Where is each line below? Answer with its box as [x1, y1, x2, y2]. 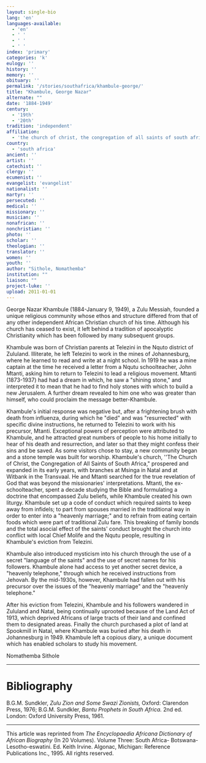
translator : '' [6, 249, 45, 255]
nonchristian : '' [6, 226, 51, 232]
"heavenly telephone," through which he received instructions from [6, 569, 176, 577]
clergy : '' [6, 169, 34, 175]
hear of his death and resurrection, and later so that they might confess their [6, 440, 199, 447]
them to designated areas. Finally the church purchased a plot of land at [6, 621, 188, 628]
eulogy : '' [6, 60, 34, 66]
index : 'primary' [6, 49, 51, 55]
